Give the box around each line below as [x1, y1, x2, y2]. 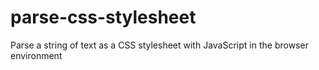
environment [10, 49, 63, 61]
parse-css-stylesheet [10, 6, 197, 29]
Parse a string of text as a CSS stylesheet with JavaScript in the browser [10, 39, 309, 51]
